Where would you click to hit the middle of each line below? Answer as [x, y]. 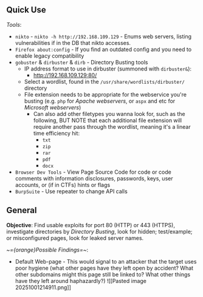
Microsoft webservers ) [53, 107]
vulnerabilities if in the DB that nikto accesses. [73, 43]
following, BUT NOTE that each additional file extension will [108, 120]
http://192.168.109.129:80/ [65, 75]
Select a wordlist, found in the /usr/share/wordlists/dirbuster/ [105, 81]
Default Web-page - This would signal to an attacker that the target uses [106, 261]
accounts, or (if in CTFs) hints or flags [63, 185]
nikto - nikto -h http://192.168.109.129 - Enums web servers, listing [103, 36]
